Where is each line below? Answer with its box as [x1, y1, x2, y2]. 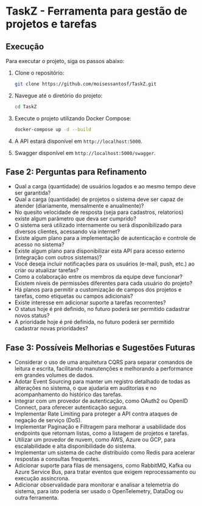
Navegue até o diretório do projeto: [14, 92, 103, 99]
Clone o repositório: [14, 69, 64, 77]
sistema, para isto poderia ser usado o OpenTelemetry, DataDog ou [14, 488, 183, 495]
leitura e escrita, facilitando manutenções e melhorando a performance [14, 365, 193, 372]
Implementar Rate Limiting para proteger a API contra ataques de [14, 410, 178, 417]
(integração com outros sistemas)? [14, 254, 102, 261]
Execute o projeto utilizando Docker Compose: [14, 114, 131, 122]
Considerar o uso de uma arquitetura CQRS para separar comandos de [14, 358, 193, 366]
